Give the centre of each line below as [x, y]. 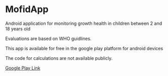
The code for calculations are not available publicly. [59, 58]
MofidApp [27, 9]
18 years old [18, 28]
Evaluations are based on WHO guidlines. [49, 39]
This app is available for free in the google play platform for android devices [84, 48]
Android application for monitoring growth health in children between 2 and [84, 23]
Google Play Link [23, 68]
